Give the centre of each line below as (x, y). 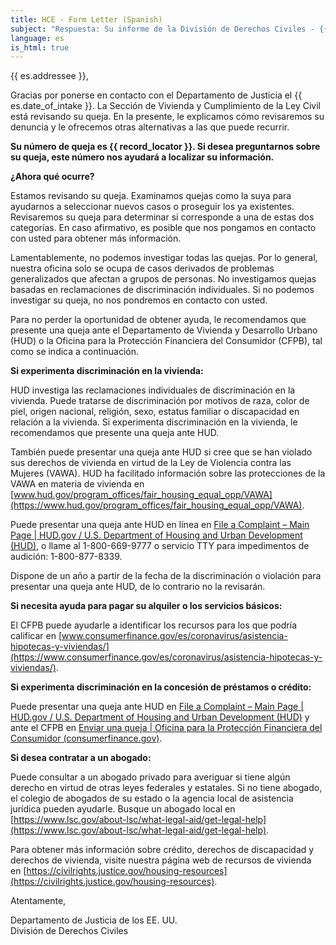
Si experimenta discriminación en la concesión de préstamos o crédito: (161, 687)
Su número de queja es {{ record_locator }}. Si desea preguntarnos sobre (165, 147)
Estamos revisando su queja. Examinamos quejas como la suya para (151, 196)
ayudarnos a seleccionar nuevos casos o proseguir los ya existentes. (152, 207)
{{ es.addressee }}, (49, 76)
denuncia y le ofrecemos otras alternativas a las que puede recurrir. (150, 127)
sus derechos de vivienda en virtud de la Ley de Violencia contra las (151, 463)
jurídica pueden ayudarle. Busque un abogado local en (123, 809)
